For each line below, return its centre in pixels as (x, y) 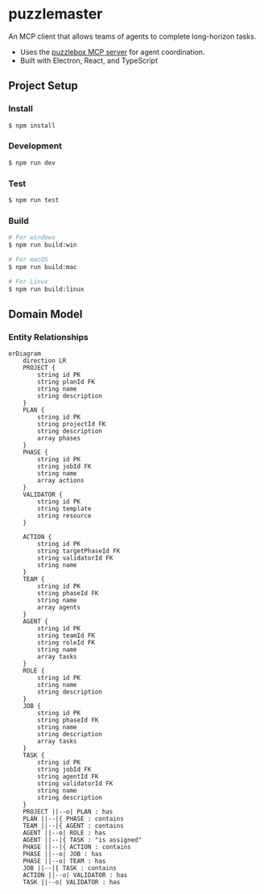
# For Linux (28, 281)
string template (64, 509)
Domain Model (45, 314)
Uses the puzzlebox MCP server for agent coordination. (112, 52)
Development (35, 146)
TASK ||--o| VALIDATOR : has (72, 883)
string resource (64, 516)
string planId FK (66, 382)
